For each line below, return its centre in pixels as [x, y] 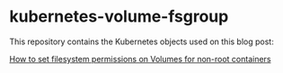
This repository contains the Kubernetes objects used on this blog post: [141, 41]
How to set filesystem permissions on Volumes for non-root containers [140, 59]
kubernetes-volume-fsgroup [119, 17]
